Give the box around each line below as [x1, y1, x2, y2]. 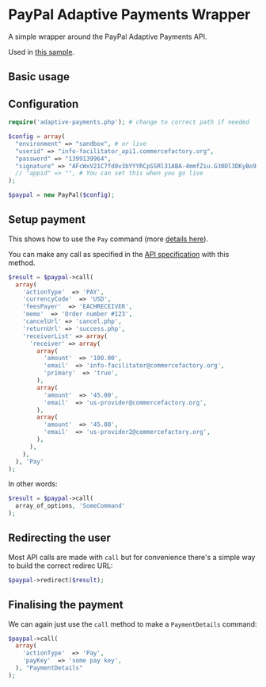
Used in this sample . [8, 47, 75, 56]
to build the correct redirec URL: [8, 561, 113, 570]
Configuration [8, 97, 79, 110]
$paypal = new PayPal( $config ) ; [8, 191, 115, 199]
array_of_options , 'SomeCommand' [15, 502, 126, 510]
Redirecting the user [8, 532, 111, 545]
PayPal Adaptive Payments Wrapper [8, 6, 251, 24]
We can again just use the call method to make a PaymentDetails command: [8, 619, 257, 628]
